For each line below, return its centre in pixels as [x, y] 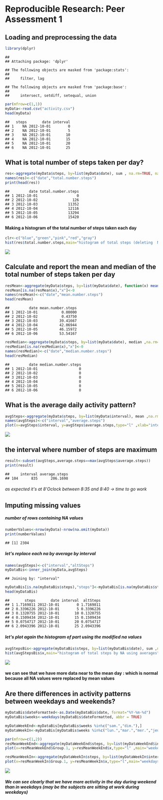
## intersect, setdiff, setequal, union [51, 95]
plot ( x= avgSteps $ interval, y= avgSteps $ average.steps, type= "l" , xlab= [77, 425]
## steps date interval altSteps [53, 601]
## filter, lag [25, 78]
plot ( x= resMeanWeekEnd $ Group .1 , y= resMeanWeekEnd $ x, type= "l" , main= [76, 748]
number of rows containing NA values [44, 518]
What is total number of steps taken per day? [74, 162]
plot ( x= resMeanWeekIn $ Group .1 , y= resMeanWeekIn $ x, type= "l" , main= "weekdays [82, 762]
